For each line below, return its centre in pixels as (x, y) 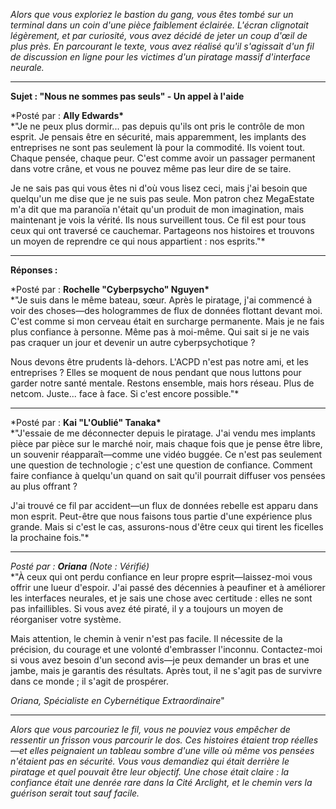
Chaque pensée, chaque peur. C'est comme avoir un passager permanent (163, 158)
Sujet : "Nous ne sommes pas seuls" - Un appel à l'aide (127, 96)
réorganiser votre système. (66, 619)
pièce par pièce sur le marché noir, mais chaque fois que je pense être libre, (166, 443)
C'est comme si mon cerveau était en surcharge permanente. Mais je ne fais (167, 321)
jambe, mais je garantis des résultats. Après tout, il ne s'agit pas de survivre (166, 670)
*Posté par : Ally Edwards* (67, 115)
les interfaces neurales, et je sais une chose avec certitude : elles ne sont (161, 598)
